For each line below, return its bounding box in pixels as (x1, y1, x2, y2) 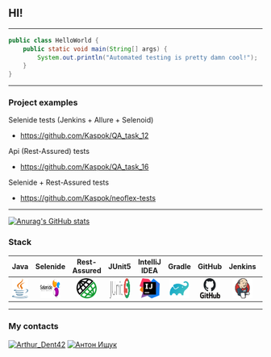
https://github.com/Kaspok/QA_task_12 (19, 131, 149, 140)
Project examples (8, 97, 78, 108)
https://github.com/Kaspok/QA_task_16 (19, 162, 149, 172)
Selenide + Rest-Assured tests (8, 177, 110, 188)
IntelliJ (138, 257, 161, 267)
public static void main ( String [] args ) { (23, 44, 168, 53)
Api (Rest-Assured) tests (8, 147, 90, 156)
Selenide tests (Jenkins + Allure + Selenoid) (8, 115, 154, 125)
